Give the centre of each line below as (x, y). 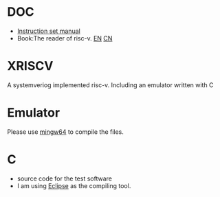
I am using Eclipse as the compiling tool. (74, 185)
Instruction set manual (48, 31)
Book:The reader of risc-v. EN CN (65, 38)
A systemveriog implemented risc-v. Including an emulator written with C (110, 85)
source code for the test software (64, 178)
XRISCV (30, 66)
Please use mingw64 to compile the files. (65, 132)
